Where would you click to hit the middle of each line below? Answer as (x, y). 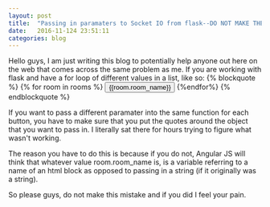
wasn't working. (35, 138)
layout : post (30, 16)
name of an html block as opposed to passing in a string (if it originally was (133, 171)
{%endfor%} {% (203, 87)
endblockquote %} (39, 97)
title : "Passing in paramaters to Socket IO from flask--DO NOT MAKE (129, 23)
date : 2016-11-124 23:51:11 (59, 30)
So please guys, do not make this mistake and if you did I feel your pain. (127, 195)
